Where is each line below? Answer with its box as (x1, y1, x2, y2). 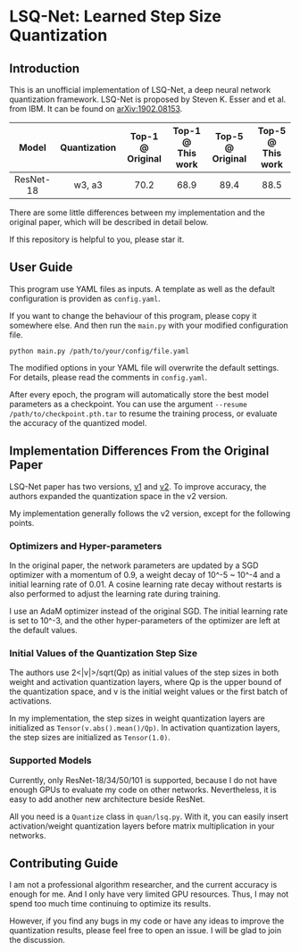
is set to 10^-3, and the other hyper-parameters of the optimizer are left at (9, 614, 280, 626)
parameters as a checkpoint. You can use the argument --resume (9, 398, 247, 409)
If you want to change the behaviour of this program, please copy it (9, 310, 257, 321)
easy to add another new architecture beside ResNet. (9, 793, 205, 805)
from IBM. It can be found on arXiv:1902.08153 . (9, 104, 183, 113)
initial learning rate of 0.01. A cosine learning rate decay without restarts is (9, 579, 283, 589)
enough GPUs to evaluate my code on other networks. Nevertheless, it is (9, 784, 277, 795)
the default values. (9, 624, 78, 635)
